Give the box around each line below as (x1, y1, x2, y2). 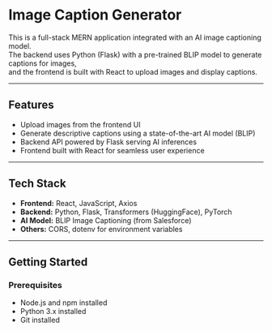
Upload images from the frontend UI (19, 119, 141, 129)
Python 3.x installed (19, 307, 87, 316)
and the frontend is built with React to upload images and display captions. (8, 67, 257, 76)
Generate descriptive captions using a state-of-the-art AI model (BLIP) (19, 128, 256, 138)
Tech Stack (8, 177, 66, 191)
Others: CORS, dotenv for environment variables (19, 224, 183, 234)
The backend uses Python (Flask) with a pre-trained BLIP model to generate (8, 49, 262, 59)
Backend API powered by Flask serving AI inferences (19, 136, 197, 147)
